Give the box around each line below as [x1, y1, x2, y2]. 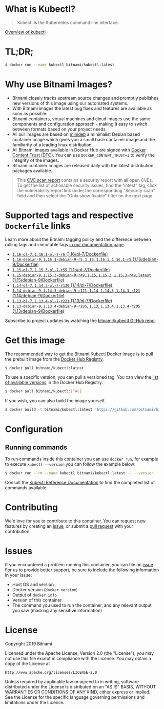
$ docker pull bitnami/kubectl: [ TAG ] [5, 389, 82, 394]
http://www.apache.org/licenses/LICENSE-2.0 [5, 670, 97, 675]
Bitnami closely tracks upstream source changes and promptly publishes [12, 95, 159, 101]
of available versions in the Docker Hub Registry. [5, 380, 103, 386]
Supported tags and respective [5, 210, 134, 221]
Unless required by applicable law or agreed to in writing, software [5, 678, 139, 685]
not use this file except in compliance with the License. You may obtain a [5, 655, 151, 661]
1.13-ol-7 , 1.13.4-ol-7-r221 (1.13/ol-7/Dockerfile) [12, 298, 113, 303]
